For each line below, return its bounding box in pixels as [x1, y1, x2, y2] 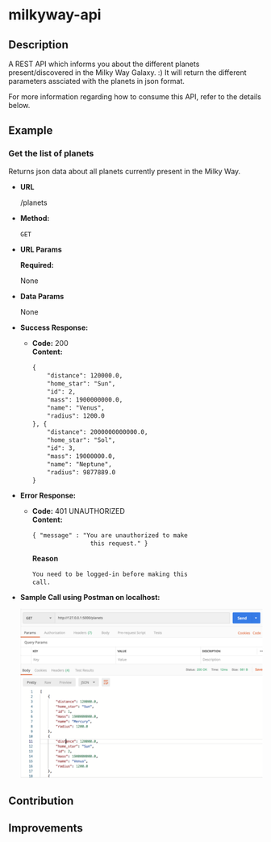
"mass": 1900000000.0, [47, 395, 123, 404]
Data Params [19, 291, 65, 301]
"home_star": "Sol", [47, 436, 116, 444]
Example [8, 123, 53, 138]
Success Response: [19, 323, 89, 332]
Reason [31, 553, 59, 563]
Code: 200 [31, 338, 69, 348]
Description [8, 38, 69, 52]
